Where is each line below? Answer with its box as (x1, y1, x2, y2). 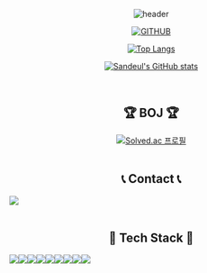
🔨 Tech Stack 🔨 (108, 231, 194, 246)
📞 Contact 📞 (121, 171, 182, 187)
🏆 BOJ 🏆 (122, 105, 180, 121)
